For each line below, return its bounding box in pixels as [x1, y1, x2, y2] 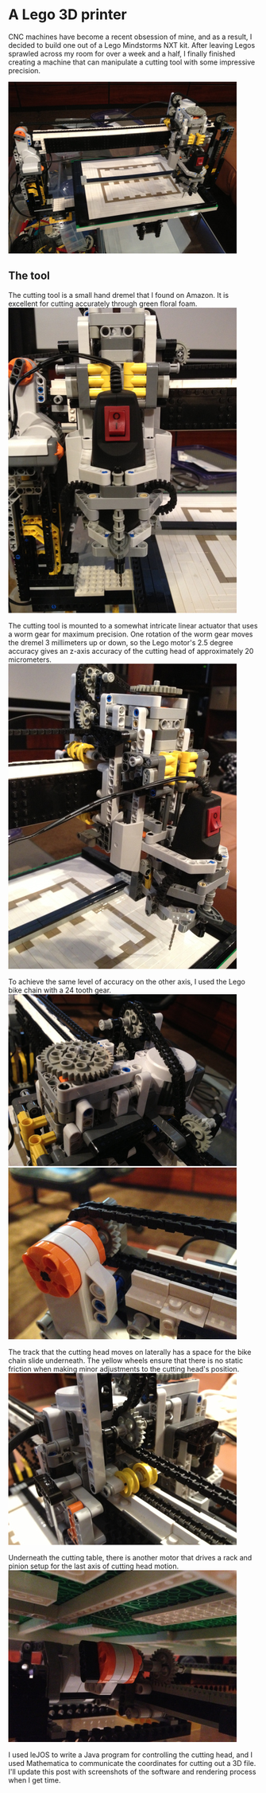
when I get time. [8, 1775, 61, 1785]
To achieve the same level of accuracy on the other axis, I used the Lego [8, 977, 246, 986]
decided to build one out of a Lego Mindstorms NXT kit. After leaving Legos [8, 40, 256, 49]
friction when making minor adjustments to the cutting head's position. [8, 1364, 240, 1373]
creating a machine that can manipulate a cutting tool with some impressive [8, 57, 256, 67]
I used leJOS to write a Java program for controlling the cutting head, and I [8, 1750, 253, 1760]
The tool [8, 269, 50, 283]
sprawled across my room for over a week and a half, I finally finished [8, 49, 236, 58]
